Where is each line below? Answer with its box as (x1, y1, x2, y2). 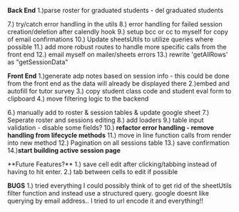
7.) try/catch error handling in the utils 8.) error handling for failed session (7, 20, 223, 28)
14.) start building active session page (7, 146, 121, 154)
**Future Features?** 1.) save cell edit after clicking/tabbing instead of (7, 160, 218, 168)
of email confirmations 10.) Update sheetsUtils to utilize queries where (7, 35, 214, 44)
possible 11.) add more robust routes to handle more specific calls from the (7, 43, 227, 51)
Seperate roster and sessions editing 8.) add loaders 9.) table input (7, 116, 204, 124)
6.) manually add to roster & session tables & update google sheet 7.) (7, 108, 210, 116)
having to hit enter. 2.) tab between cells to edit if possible (7, 168, 178, 176)
